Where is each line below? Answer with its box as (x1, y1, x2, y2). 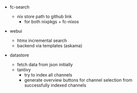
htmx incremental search (17, 37, 67, 43)
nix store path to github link (17, 14, 72, 19)
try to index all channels (24, 72, 72, 77)
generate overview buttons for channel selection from (24, 77, 133, 83)
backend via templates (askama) (17, 43, 83, 48)
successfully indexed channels (24, 82, 86, 88)
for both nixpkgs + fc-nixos (24, 19, 79, 24)
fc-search (9, 4, 30, 10)
